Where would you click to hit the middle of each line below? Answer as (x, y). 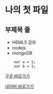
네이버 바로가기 (19, 86)
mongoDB (22, 53)
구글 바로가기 (18, 76)
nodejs (19, 48)
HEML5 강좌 (24, 42)
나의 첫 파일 (27, 10)
